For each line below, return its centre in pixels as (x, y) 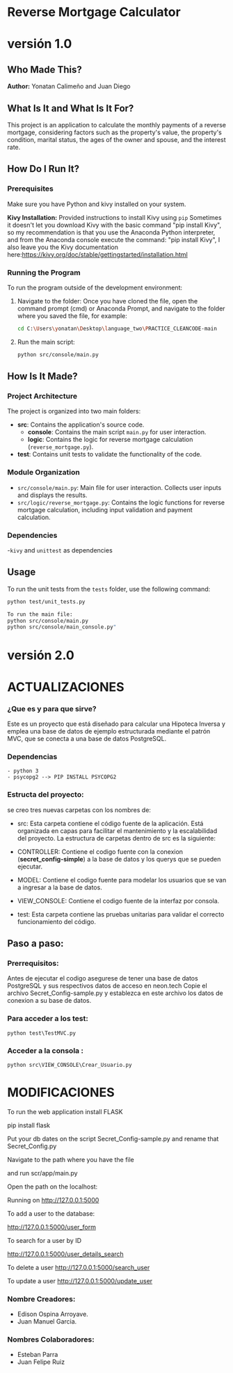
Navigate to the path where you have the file (71, 1159)
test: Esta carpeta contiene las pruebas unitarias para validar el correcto (121, 914)
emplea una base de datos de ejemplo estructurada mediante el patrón (109, 731)
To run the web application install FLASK (65, 1111)
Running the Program (44, 272)
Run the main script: (46, 342)
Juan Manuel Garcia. (47, 1322)
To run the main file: (40, 614)
